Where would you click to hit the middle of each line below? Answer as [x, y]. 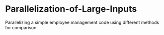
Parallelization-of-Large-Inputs [71, 9]
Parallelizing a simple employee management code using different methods [82, 22]
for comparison [21, 27]
